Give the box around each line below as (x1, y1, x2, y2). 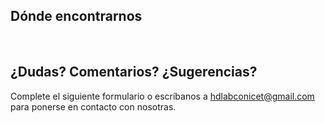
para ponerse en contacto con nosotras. (10, 100, 177, 113)
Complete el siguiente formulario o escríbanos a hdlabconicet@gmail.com (10, 90, 315, 102)
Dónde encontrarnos (10, 8, 143, 25)
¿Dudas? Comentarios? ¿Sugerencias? (10, 64, 258, 81)
